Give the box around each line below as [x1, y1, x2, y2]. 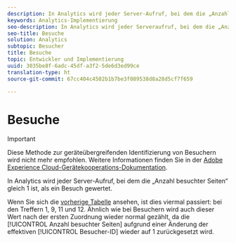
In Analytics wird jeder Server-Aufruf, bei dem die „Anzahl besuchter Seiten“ [7, 176, 228, 186]
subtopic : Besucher [7, 43, 65, 50]
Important [7, 134, 36, 144]
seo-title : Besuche [7, 29, 65, 37]
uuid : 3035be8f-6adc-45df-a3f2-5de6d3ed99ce [7, 62, 140, 69]
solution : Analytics [7, 36, 68, 43]
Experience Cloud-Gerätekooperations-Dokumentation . [7, 163, 168, 172]
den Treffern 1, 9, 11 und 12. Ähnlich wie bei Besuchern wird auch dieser [7, 205, 215, 214]
